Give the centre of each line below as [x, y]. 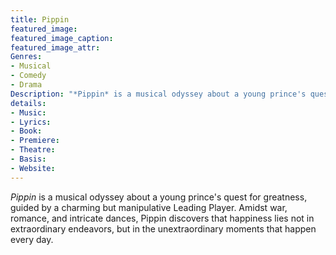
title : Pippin [40, 19]
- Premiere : [35, 141]
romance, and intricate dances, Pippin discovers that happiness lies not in [162, 218]
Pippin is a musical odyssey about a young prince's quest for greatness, [159, 197]
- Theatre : [33, 150]
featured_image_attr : [55, 47]
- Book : [26, 131]
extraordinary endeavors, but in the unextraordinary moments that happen [163, 228]
